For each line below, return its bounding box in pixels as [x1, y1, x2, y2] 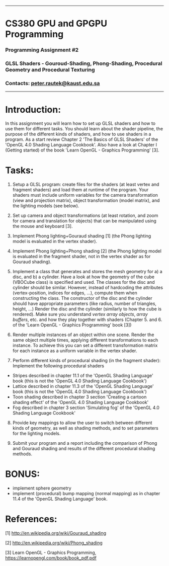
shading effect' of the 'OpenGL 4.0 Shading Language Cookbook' [12, 399, 149, 406]
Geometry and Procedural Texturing [5, 66, 95, 73]
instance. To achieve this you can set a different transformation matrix [12, 343, 158, 349]
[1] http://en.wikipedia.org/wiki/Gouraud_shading [5, 530, 107, 536]
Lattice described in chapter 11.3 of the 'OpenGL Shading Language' [12, 383, 154, 389]
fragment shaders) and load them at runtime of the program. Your [12, 187, 149, 193]
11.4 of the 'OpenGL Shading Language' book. [12, 496, 108, 502]
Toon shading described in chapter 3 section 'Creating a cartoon [12, 394, 147, 400]
